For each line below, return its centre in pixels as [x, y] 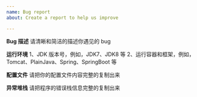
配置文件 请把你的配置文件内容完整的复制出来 [63, 74]
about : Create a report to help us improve [63, 18]
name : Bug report [28, 12]
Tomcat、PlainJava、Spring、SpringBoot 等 [62, 62]
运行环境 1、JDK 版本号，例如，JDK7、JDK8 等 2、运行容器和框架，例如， [101, 54]
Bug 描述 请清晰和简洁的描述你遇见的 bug [59, 41]
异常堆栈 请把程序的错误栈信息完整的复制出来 [63, 88]
